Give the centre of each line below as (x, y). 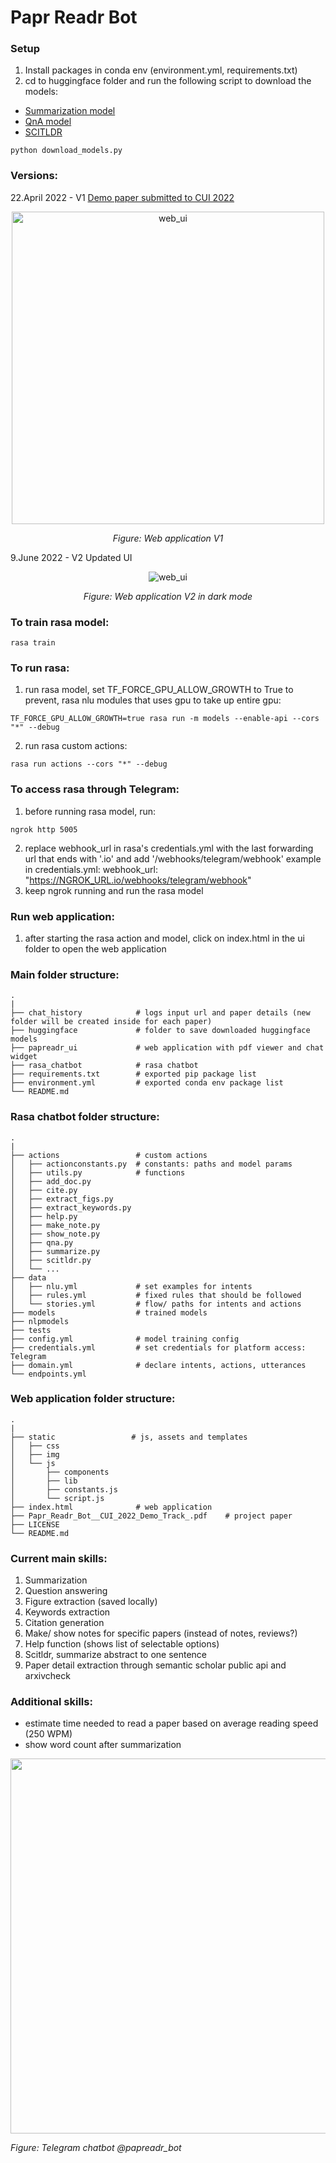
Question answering (66, 1591)
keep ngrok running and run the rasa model (114, 890)
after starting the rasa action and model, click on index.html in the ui (164, 938)
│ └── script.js (57, 1498)
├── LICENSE (35, 1524)
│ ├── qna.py (42, 1242)
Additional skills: (51, 1702)
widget (24, 1057)
